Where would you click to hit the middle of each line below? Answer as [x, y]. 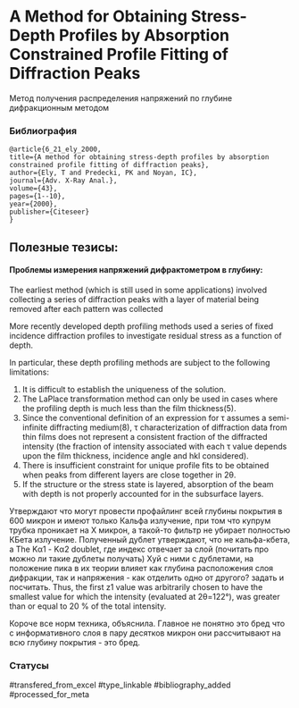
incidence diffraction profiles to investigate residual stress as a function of [146, 335]
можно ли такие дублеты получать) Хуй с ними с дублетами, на [132, 558]
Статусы [29, 665]
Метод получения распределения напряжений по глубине [121, 98]
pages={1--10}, [37, 197]
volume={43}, [33, 189]
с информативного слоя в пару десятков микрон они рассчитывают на [145, 633]
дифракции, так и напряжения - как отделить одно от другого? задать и [146, 577]
